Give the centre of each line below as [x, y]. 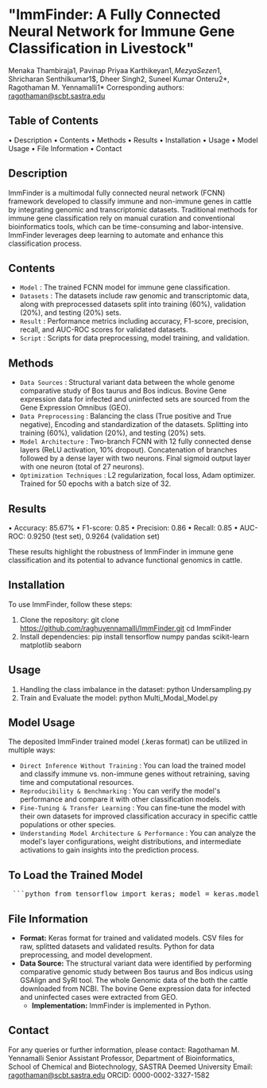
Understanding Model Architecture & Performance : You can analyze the [138, 833]
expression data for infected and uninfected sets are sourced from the [135, 399]
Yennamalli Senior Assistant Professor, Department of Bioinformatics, [122, 1058]
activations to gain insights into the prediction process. [109, 850]
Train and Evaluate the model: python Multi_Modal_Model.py [119, 697]
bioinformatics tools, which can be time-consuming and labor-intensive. [126, 226]
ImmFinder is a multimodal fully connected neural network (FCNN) [117, 192]
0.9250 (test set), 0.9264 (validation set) [93, 536]
